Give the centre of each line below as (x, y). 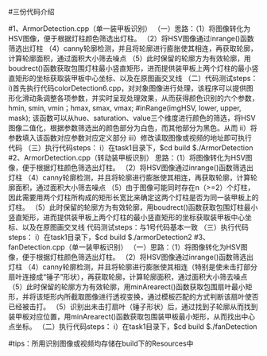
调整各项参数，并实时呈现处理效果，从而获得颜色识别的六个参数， (151, 98)
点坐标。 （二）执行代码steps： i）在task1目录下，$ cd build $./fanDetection (133, 327)
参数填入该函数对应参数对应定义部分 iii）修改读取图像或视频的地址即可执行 (130, 138)
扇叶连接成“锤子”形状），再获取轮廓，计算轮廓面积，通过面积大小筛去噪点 (128, 277)
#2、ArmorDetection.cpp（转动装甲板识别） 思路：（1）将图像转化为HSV (127, 158)
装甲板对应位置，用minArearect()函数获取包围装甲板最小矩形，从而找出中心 (132, 317)
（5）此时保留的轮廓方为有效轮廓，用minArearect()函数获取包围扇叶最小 (127, 287)
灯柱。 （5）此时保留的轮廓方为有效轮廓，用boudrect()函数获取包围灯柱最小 (133, 207)
